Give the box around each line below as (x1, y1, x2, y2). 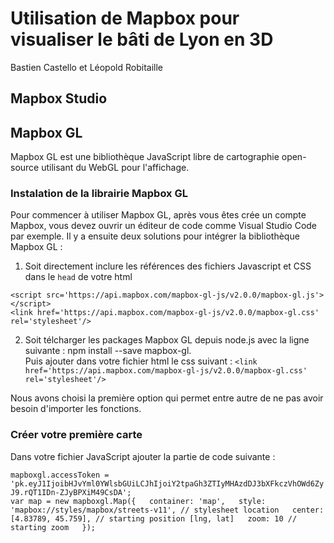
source (10, 162, 40, 174)
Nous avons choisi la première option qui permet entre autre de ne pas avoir (10, 392, 324, 404)
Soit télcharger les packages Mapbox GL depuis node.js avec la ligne (24, 334, 310, 346)
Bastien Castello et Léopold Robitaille (10, 61, 163, 73)
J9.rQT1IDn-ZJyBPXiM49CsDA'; (10, 487, 132, 497)
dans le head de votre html (24, 271, 133, 283)
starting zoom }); (10, 522, 97, 532)
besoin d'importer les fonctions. (10, 403, 142, 415)
